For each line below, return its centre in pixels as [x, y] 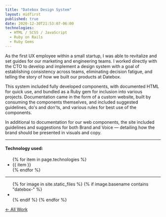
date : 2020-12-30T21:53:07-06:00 [40, 23]
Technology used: [24, 148]
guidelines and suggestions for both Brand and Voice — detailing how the [80, 127]
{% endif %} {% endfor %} [40, 200]
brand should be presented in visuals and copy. [53, 132]
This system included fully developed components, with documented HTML [82, 86]
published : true [22, 19]
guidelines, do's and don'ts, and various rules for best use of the [71, 107]
